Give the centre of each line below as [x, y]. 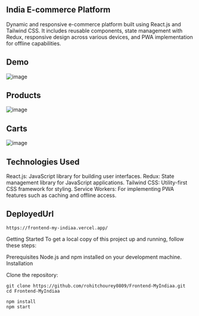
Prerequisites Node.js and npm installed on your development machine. [94, 257]
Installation [20, 263]
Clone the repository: [32, 275]
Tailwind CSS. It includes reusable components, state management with [94, 31]
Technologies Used [43, 162]
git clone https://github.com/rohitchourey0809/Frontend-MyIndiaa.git [96, 286]
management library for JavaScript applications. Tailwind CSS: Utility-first [97, 183]
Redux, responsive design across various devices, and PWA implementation [99, 37]
